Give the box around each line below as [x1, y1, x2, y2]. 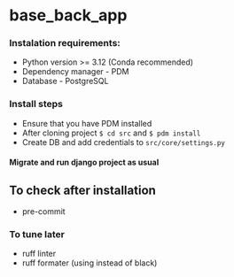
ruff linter [21, 249, 57, 259]
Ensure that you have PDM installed [21, 118, 152, 128]
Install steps [9, 98, 64, 111]
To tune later [9, 228, 65, 241]
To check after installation [9, 182, 157, 197]
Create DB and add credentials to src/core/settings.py [21, 136, 226, 147]
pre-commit [21, 206, 66, 217]
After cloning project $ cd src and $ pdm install [21, 127, 201, 138]
